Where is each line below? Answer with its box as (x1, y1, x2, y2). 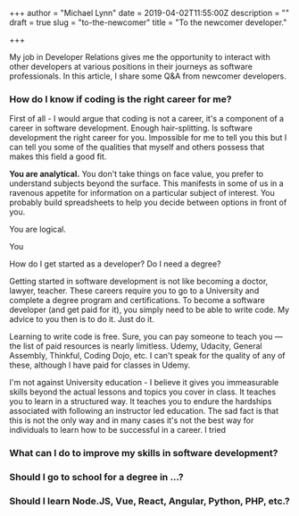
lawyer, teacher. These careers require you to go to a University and (9, 285, 260, 296)
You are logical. (9, 224, 67, 235)
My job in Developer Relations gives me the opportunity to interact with (9, 52, 270, 62)
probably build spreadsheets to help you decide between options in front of (9, 197, 287, 208)
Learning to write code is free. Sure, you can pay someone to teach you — (9, 331, 283, 343)
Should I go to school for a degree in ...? (9, 471, 185, 484)
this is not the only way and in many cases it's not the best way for (9, 415, 254, 426)
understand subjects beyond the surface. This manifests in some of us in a (9, 178, 284, 189)
